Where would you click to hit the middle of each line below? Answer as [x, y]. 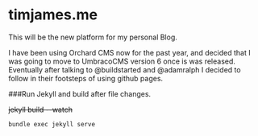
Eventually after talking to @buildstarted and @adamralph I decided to [125, 69]
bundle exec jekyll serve [52, 124]
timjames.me [53, 15]
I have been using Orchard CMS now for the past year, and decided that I [130, 52]
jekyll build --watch [40, 109]
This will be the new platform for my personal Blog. [93, 37]
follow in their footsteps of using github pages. [86, 78]
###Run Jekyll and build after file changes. [80, 93]
